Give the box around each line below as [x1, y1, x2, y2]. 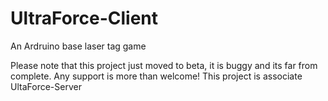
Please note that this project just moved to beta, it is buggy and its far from [10, 59, 318, 71]
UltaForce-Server [10, 80, 82, 92]
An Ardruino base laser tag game [10, 40, 147, 52]
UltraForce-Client [10, 7, 159, 30]
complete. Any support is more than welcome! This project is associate [10, 70, 303, 82]
